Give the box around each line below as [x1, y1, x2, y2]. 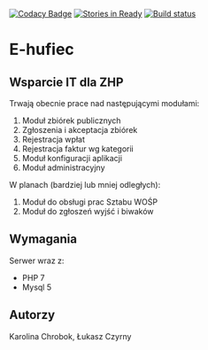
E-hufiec [9, 40, 75, 59]
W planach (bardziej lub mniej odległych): [9, 180, 161, 190]
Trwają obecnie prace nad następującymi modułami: [9, 98, 200, 108]
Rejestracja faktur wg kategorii [21, 144, 135, 154]
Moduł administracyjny [21, 162, 105, 173]
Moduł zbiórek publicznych [21, 115, 121, 126]
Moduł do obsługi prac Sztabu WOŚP [21, 197, 158, 207]
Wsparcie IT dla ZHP [9, 74, 124, 89]
